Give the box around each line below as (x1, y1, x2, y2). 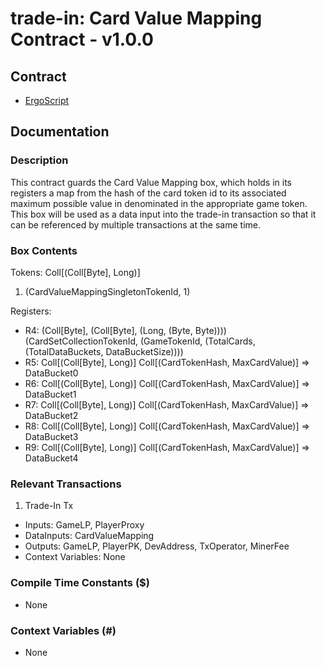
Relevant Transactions (10, 477, 122, 491)
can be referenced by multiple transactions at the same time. (10, 218, 262, 231)
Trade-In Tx (24, 500, 74, 512)
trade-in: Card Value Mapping (10, 7, 263, 30)
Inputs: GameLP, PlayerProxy (24, 519, 145, 531)
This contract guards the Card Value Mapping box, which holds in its (10, 176, 292, 188)
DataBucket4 (24, 452, 79, 464)
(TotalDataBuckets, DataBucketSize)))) (24, 345, 184, 357)
